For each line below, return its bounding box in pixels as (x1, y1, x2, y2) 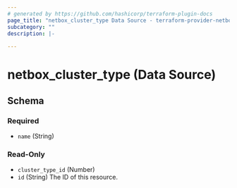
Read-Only (7, 149, 46, 159)
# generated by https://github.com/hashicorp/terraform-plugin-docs (7, 10, 213, 18)
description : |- (7, 30, 55, 37)
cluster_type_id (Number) (17, 165, 95, 174)
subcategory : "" (7, 23, 55, 30)
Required (7, 115, 39, 125)
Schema (7, 94, 44, 106)
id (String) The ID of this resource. (17, 173, 119, 182)
